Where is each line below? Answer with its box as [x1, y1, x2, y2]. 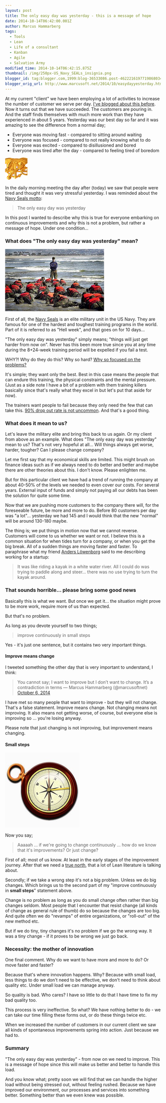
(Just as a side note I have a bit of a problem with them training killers [5, 382, 147, 388]
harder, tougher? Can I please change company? [5, 447, 104, 453]
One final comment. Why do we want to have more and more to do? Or [5, 957, 149, 963]
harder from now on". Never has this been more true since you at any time [5, 342, 156, 348]
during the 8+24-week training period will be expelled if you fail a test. [5, 347, 148, 353]
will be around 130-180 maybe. [5, 518, 68, 524]
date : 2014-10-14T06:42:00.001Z [5, 18, 72, 23]
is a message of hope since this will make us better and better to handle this [5, 1061, 160, 1067]
